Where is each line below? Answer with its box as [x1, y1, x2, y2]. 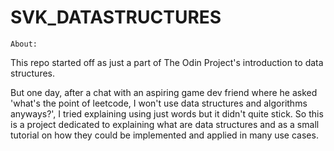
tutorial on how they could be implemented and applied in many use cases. [10, 129, 319, 141]
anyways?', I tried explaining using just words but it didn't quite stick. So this [10, 107, 324, 120]
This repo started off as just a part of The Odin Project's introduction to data [10, 56, 324, 68]
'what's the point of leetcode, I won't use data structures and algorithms [10, 97, 308, 109]
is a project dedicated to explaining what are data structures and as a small [10, 118, 320, 130]
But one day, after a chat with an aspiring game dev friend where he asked [10, 86, 318, 98]
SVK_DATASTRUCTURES [10, 6, 222, 29]
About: [10, 39, 38, 49]
